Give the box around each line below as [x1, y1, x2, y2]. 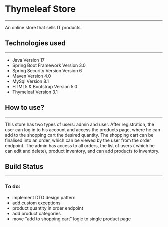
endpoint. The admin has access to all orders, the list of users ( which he [5, 142, 155, 148]
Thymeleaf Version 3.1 [12, 89, 58, 95]
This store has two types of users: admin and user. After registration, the [5, 121, 155, 127]
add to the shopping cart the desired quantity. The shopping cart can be [5, 132, 154, 138]
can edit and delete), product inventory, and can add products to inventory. [5, 148, 160, 154]
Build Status [5, 162, 44, 171]
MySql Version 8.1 [12, 78, 49, 84]
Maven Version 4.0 [12, 73, 51, 79]
